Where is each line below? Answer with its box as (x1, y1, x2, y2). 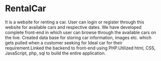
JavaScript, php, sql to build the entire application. (5, 50, 106, 56)
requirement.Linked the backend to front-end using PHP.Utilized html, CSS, (5, 45, 156, 51)
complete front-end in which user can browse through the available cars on (5, 29, 157, 35)
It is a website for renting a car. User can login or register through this (5, 19, 144, 25)
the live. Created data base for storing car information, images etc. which (5, 35, 152, 41)
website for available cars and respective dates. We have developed (5, 24, 142, 30)
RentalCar (5, 3, 46, 14)
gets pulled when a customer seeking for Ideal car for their (5, 40, 123, 45)
